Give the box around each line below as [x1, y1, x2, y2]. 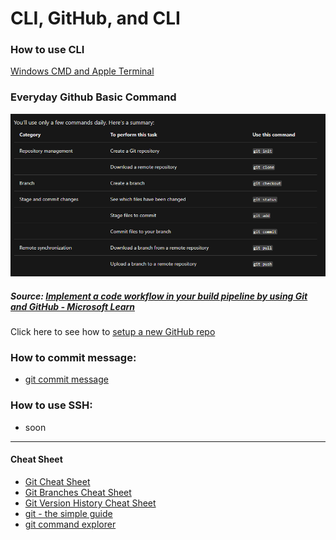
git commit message [24, 373, 109, 386]
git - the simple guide [24, 507, 113, 519]
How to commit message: [10, 351, 137, 365]
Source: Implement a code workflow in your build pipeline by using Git [10, 290, 308, 302]
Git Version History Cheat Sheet [24, 497, 157, 509]
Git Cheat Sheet [24, 475, 91, 487]
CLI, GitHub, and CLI [10, 7, 181, 30]
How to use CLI [10, 43, 85, 57]
